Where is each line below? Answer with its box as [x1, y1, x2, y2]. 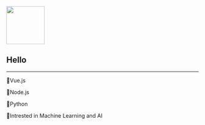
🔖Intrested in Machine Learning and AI [6, 112, 103, 119]
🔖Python [6, 100, 28, 107]
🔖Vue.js [6, 76, 26, 84]
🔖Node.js [6, 88, 29, 96]
